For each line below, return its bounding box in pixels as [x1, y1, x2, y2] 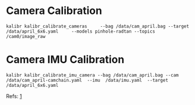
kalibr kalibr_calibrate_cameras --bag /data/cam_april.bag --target [6, 23, 190, 29]
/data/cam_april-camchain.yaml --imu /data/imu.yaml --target [6, 77, 168, 83]
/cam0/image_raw [6, 33, 46, 39]
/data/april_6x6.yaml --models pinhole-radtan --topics [6, 28, 156, 34]
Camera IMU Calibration [6, 53, 124, 66]
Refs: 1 [6, 92, 22, 100]
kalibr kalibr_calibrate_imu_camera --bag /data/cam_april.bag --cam [6, 72, 179, 78]
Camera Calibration [6, 4, 102, 17]
